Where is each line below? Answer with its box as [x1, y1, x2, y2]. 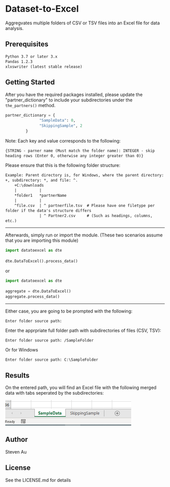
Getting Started [5, 78, 55, 87]
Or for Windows [5, 347, 38, 353]
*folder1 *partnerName [14, 193, 67, 198]
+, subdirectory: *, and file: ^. [5, 178, 78, 183]
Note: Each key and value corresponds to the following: [5, 138, 121, 144]
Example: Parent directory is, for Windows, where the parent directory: [5, 173, 164, 178]
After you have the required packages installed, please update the [5, 91, 143, 97]
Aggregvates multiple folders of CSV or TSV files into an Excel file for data [5, 20, 160, 26]
